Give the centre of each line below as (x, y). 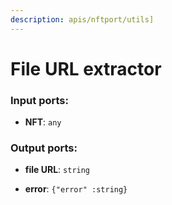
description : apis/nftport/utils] (82, 19)
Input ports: (39, 100)
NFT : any (43, 122)
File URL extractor (86, 68)
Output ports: (44, 148)
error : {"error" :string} (76, 189)
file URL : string (57, 170)
